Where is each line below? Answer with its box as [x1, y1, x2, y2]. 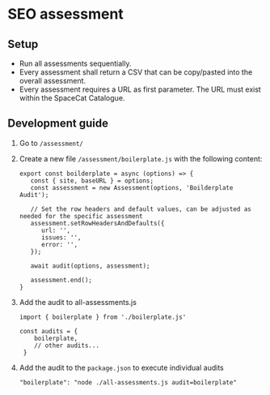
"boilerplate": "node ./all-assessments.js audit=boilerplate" [19, 378, 238, 386]
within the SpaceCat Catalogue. [19, 93, 125, 102]
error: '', [40, 240, 78, 248]
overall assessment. [19, 76, 86, 85]
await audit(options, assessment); [30, 261, 150, 270]
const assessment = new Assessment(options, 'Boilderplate [30, 183, 234, 191]
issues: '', [40, 233, 82, 242]
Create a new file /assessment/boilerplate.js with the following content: [19, 153, 263, 163]
